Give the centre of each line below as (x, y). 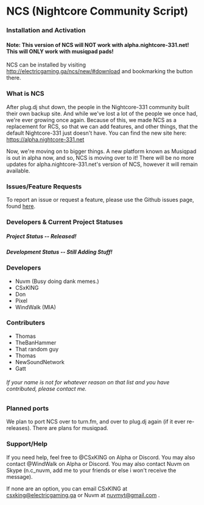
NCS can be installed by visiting (46, 65)
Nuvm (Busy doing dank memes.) (57, 281)
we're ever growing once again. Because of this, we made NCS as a (91, 120)
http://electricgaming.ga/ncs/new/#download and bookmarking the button (100, 71)
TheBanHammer (36, 342)
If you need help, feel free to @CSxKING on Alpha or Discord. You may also (101, 457)
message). (19, 476)
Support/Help (27, 444)
